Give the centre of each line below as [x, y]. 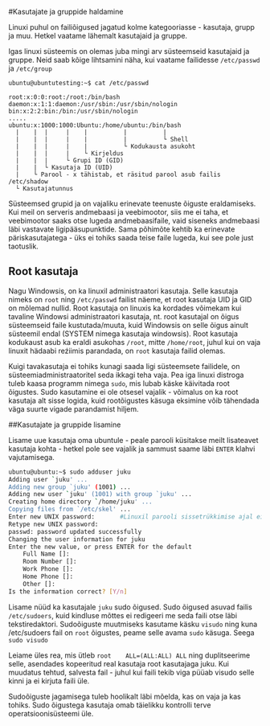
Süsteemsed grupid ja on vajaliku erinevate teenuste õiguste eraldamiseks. [132, 203]
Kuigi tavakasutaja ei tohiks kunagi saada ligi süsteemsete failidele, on [124, 366]
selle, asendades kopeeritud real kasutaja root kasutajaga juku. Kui [119, 663]
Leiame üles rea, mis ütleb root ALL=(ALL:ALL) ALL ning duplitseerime [129, 655]
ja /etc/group [30, 68]
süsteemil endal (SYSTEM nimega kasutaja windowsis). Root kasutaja [123, 334]
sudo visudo [28, 640]
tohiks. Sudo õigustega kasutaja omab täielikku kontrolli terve [110, 705]
